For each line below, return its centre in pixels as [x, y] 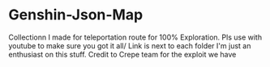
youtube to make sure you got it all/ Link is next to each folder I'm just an [130, 45]
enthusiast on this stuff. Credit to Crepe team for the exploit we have [122, 54]
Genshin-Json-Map [76, 15]
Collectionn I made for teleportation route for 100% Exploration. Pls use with [135, 37]
